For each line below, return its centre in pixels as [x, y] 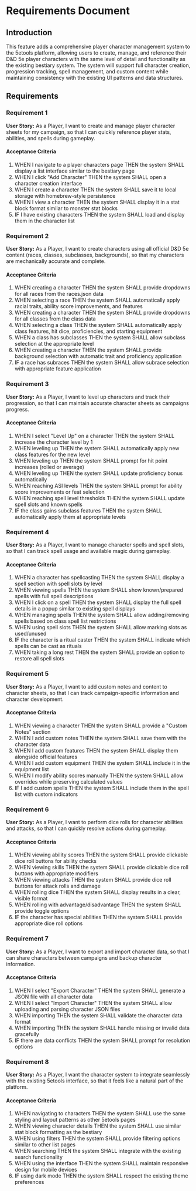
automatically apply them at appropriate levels [70, 517]
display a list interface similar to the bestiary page [74, 171]
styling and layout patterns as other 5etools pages [75, 1120]
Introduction [29, 33]
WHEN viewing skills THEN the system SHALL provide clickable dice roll [102, 868]
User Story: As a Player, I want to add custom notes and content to [87, 686]
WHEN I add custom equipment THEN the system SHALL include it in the [102, 763]
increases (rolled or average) [49, 467]
